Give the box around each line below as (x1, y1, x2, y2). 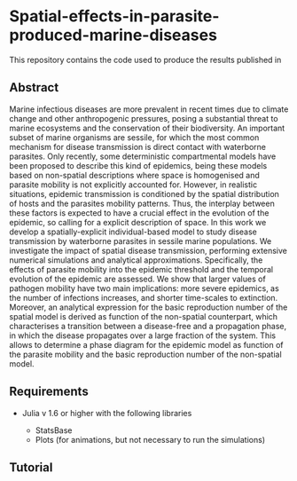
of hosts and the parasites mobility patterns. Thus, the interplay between (9, 198, 275, 209)
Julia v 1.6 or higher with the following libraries (21, 407, 192, 418)
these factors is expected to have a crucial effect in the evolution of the (9, 207, 270, 218)
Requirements (9, 384, 89, 399)
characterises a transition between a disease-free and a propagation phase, (9, 320, 287, 331)
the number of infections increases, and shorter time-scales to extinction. (9, 292, 278, 303)
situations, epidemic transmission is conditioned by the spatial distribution (9, 188, 279, 199)
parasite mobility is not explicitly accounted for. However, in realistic (9, 179, 258, 190)
